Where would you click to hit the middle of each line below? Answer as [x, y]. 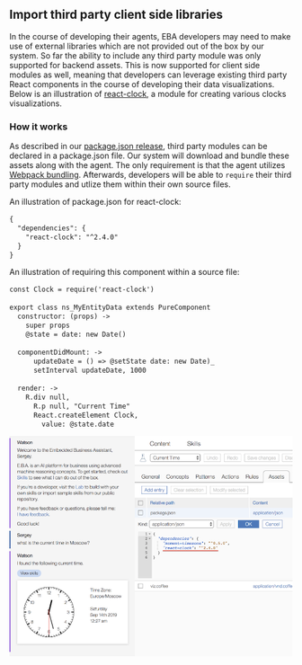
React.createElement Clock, [86, 416]
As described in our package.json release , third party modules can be [138, 146]
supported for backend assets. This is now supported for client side [135, 65]
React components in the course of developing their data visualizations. [142, 84]
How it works [39, 127]
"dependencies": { [52, 228]
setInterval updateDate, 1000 [89, 371]
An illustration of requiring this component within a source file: [124, 272]
